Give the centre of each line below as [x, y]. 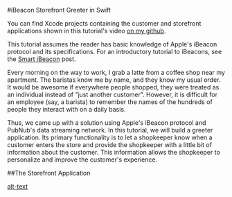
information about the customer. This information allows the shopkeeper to [114, 152]
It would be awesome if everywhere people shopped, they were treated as [113, 87]
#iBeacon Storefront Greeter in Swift [59, 10]
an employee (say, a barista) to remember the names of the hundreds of [110, 102]
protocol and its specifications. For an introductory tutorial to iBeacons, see [115, 52]
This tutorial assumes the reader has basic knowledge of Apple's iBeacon [112, 44]
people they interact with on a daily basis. [66, 109]
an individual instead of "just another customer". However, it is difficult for [113, 94]
